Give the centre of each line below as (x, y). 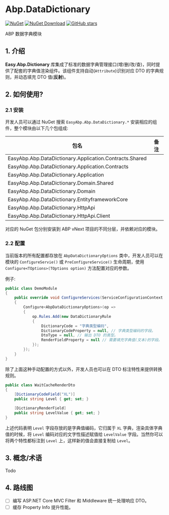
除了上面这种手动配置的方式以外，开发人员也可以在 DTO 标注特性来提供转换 (84, 369)
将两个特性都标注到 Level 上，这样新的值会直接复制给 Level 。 (69, 440)
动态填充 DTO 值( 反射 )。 (44, 77)
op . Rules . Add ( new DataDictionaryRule (72, 316)
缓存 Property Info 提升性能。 (43, 507)
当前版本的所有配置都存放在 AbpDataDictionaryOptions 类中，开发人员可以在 (84, 255)
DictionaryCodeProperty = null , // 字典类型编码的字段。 (98, 331)
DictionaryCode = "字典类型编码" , (75, 326)
